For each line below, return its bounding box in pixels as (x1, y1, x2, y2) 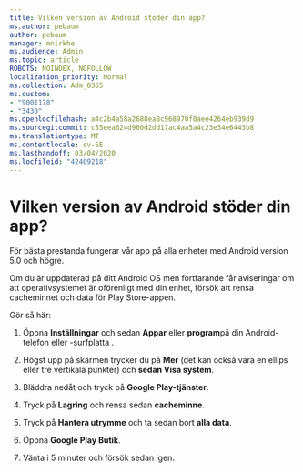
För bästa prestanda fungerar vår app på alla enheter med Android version (9, 246, 288, 256)
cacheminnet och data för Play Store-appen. (9, 292, 176, 303)
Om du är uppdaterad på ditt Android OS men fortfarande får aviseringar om (9, 273, 295, 284)
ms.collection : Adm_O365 (9, 81, 104, 90)
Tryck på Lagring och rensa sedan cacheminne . (22, 399, 205, 410)
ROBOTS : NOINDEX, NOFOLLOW (9, 65, 112, 74)
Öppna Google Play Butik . (22, 435, 121, 446)
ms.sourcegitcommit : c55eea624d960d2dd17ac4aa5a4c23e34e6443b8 (9, 124, 255, 133)
